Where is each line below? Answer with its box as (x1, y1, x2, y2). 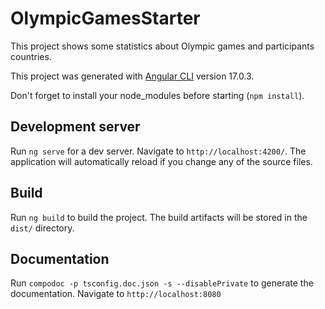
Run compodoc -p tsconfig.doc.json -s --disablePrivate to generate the (10, 277, 314, 289)
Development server (10, 118, 141, 136)
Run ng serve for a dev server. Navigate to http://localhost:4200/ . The (10, 145, 307, 157)
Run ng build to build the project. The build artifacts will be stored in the (10, 211, 308, 223)
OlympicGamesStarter (10, 7, 201, 30)
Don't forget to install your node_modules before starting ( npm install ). (10, 89, 305, 101)
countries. (10, 50, 52, 62)
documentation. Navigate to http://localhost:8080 (10, 288, 222, 300)
